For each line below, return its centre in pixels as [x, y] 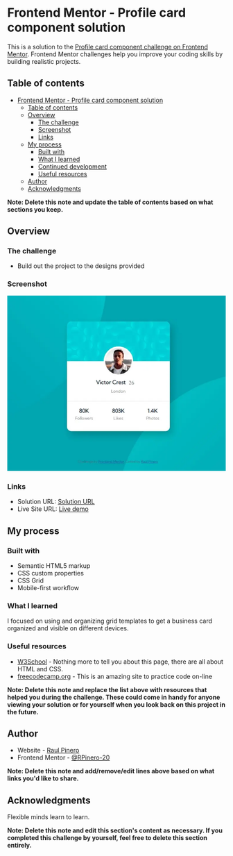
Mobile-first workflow [48, 588]
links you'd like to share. [43, 778]
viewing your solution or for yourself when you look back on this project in [116, 704]
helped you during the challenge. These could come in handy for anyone [114, 697]
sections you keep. [35, 209]
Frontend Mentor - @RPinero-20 [63, 757]
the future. [23, 712]
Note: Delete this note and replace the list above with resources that [107, 689]
